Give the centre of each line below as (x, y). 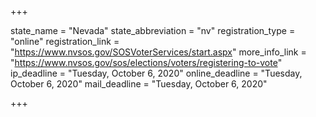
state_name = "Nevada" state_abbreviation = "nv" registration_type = (153, 30)
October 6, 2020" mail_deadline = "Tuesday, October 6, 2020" (139, 84)
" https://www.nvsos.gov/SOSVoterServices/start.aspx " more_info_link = (158, 52)
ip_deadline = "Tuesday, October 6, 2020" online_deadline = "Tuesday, (156, 73)
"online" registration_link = (65, 41)
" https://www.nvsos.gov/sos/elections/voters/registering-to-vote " (146, 62)
